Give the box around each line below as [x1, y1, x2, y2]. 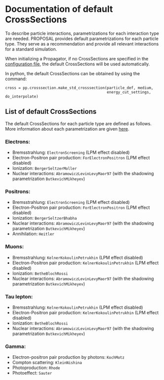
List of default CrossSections [5, 107, 97, 116]
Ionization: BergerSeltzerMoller [12, 165, 77, 171]
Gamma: [5, 343, 26, 350]
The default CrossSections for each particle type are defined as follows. [5, 120, 152, 127]
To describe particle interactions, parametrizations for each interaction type [5, 30, 160, 36]
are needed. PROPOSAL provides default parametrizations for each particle [5, 36, 159, 42]
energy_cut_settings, [107, 90, 152, 95]
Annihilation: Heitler [12, 231, 55, 237]
